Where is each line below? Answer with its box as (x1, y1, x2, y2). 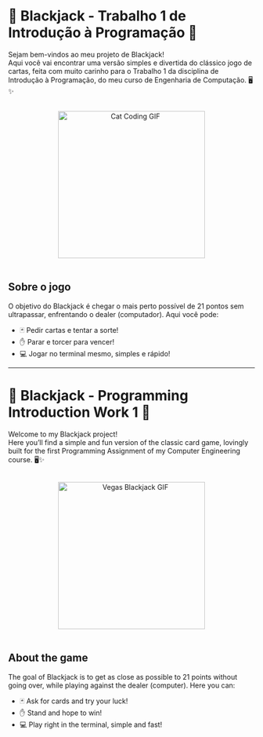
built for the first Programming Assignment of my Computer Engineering (8, 446, 240, 455)
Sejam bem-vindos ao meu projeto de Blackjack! (8, 49, 164, 59)
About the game (8, 651, 88, 665)
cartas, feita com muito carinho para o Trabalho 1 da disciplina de (8, 66, 219, 75)
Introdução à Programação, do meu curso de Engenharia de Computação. (8, 75, 247, 85)
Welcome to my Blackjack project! (8, 429, 118, 439)
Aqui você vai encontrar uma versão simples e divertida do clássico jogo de (8, 58, 253, 67)
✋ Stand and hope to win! (19, 708, 103, 717)
